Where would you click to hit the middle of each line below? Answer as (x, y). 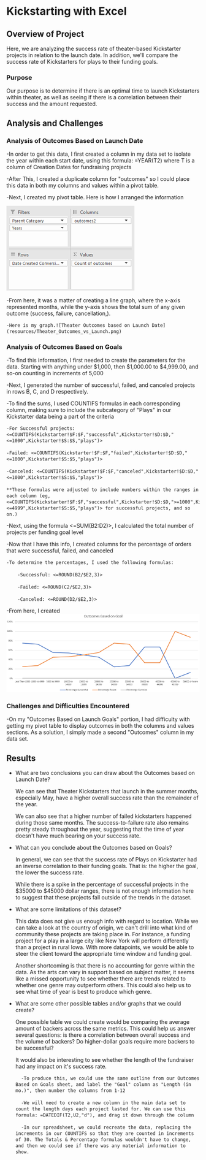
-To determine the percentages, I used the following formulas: (90, 563)
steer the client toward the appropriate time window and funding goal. (103, 954)
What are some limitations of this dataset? (68, 909)
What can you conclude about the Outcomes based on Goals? (93, 848)
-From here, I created (33, 611)
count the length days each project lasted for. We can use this (100, 1109)
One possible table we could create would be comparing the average (102, 1022)
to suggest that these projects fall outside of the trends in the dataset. (103, 898)
